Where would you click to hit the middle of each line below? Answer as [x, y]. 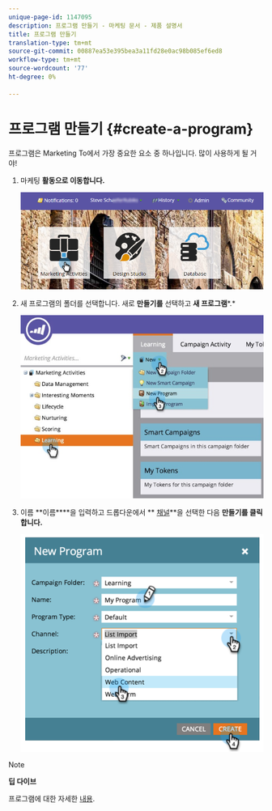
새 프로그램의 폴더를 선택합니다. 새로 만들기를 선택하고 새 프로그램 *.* [128, 303]
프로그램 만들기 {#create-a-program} [131, 129]
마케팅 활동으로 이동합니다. [62, 180]
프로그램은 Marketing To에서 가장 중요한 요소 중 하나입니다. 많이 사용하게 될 [128, 153]
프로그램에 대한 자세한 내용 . [52, 799]
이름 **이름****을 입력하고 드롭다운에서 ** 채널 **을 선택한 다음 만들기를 [134, 512]
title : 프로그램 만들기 [42, 34]
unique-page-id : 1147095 [50, 17]
